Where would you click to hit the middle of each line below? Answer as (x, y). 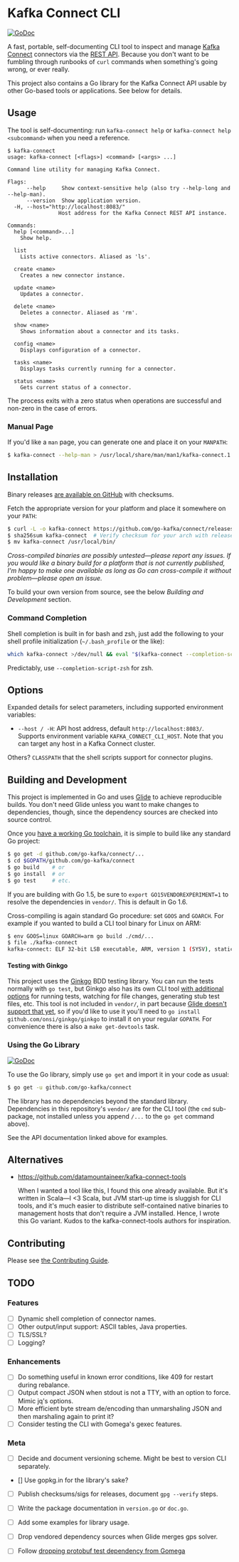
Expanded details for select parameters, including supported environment (116, 707)
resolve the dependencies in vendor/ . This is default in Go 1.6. (98, 902)
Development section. (39, 600)
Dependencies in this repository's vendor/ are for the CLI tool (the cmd (109, 1109)
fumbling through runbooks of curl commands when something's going (113, 61)
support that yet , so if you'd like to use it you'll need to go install (104, 1011)
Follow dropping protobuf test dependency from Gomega (101, 1551)
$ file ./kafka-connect (43, 943)
